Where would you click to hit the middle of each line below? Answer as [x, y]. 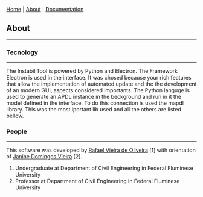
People [17, 131]
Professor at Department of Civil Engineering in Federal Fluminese [97, 181]
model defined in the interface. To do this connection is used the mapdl [95, 103]
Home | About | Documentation [45, 9]
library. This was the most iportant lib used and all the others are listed [94, 110]
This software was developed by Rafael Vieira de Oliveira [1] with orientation [101, 150]
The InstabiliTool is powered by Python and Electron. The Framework [92, 71]
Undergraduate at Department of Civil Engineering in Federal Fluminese [104, 168]
